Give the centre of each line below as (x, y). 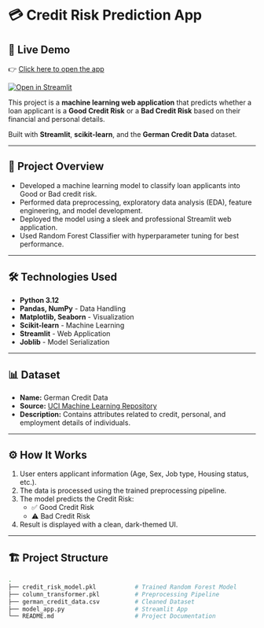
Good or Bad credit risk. (58, 194)
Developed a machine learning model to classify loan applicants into (130, 185)
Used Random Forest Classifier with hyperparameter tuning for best (129, 235)
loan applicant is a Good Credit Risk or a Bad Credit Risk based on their (125, 111)
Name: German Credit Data (64, 397)
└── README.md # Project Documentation (112, 616)
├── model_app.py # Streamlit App (98, 609)
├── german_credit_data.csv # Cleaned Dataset (101, 602)
